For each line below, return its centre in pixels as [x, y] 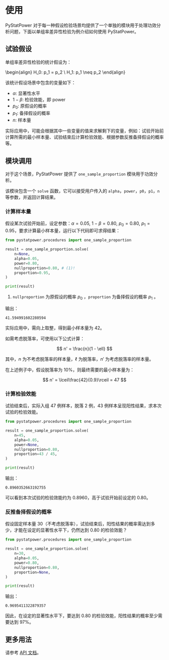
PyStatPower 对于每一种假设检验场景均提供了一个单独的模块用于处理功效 [81, 25]
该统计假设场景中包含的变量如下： [40, 82]
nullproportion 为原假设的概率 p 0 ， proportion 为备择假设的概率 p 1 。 [85, 297]
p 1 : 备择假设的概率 [31, 114]
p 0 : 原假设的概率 [29, 106]
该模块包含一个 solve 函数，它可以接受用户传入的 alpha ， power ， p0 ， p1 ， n [82, 191]
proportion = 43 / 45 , [36, 454]
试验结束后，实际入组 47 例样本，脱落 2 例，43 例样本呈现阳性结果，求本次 [83, 406]
